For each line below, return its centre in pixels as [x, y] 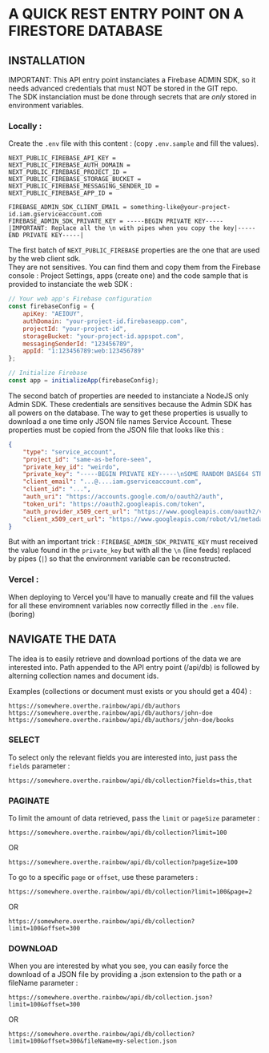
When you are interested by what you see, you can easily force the [118, 966]
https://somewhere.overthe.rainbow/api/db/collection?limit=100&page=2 [130, 892]
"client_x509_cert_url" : [64, 519]
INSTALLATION [47, 61]
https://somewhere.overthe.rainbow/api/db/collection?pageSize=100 [123, 862]
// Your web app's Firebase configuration [80, 299]
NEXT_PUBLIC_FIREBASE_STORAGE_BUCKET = [75, 180]
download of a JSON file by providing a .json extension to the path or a [125, 974]
